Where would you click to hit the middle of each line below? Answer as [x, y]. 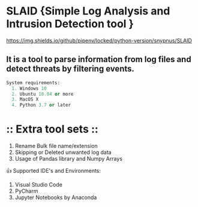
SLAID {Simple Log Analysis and [88, 11]
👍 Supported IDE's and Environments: [53, 171]
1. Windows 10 [29, 88]
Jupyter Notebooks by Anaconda [56, 197]
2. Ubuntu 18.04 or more [43, 94]
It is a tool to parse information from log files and [99, 59]
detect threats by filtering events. [70, 69]
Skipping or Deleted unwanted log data [63, 152]
